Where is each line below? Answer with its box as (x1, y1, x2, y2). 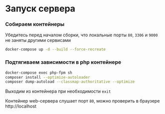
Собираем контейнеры (5, 21, 65, 28)
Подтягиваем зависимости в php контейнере (5, 59, 121, 66)
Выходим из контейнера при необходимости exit (5, 88, 111, 95)
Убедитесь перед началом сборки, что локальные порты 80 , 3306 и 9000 (5, 32, 158, 38)
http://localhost (5, 103, 36, 110)
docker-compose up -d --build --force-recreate (5, 47, 106, 52)
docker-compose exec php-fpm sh (5, 70, 72, 75)
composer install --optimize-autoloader (5, 75, 91, 80)
